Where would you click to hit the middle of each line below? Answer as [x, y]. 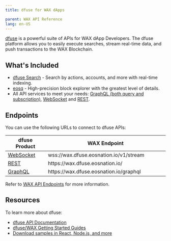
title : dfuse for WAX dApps [35, 10]
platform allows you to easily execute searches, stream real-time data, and [83, 44]
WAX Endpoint [105, 143]
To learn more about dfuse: [34, 212]
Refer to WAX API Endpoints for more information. [58, 184]
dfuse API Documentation [40, 222]
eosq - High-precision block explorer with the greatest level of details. [86, 88]
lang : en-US [18, 24]
